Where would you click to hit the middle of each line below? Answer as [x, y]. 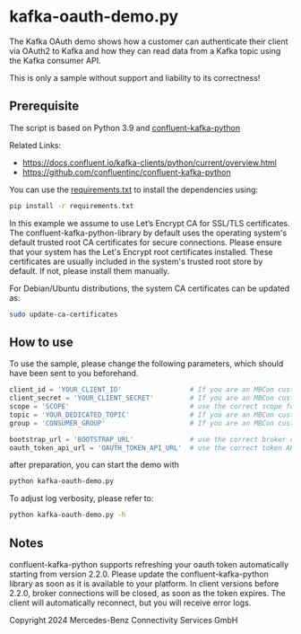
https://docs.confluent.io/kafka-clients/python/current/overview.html [150, 163]
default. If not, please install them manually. [90, 270]
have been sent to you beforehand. [74, 374]
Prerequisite [44, 106]
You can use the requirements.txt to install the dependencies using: [133, 189]
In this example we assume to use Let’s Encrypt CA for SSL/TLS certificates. [150, 223]
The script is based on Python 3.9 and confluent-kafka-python [125, 128]
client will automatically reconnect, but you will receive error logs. [130, 603]
